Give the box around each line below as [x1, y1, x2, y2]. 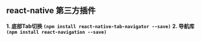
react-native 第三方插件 [6, 5, 96, 16]
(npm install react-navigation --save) [6, 29, 107, 35]
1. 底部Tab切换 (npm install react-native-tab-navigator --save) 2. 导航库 [6, 23, 195, 30]
